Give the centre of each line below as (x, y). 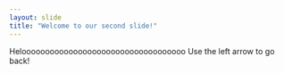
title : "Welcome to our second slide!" (84, 26)
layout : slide (36, 17)
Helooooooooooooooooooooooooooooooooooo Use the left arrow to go (142, 51)
